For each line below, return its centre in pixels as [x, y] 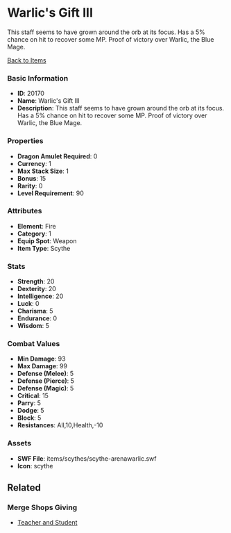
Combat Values [34, 344]
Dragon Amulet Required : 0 [57, 156]
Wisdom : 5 [33, 326]
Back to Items [27, 60]
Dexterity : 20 [37, 289]
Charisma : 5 [35, 311]
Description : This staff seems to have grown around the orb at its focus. [120, 108]
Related [24, 488]
